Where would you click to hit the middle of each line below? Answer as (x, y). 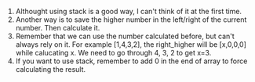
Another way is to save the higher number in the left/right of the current (131, 20)
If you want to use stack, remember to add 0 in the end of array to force (131, 61)
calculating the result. (51, 69)
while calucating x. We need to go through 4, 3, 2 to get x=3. (113, 53)
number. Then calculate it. (58, 28)
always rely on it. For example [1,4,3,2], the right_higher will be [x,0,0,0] (131, 45)
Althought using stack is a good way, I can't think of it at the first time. (128, 11)
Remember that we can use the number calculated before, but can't (125, 36)
